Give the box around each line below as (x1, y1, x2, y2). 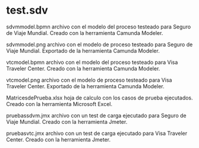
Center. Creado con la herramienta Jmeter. (6, 136, 111, 143)
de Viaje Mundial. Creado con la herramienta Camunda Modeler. (6, 29, 163, 36)
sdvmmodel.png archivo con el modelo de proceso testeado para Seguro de (6, 41, 193, 48)
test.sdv (6, 4, 49, 17)
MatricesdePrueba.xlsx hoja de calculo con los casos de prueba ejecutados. (6, 94, 193, 101)
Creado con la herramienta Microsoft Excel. (6, 100, 113, 107)
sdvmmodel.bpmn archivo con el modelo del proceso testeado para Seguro (6, 23, 191, 30)
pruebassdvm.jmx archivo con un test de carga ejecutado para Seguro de (6, 112, 187, 119)
